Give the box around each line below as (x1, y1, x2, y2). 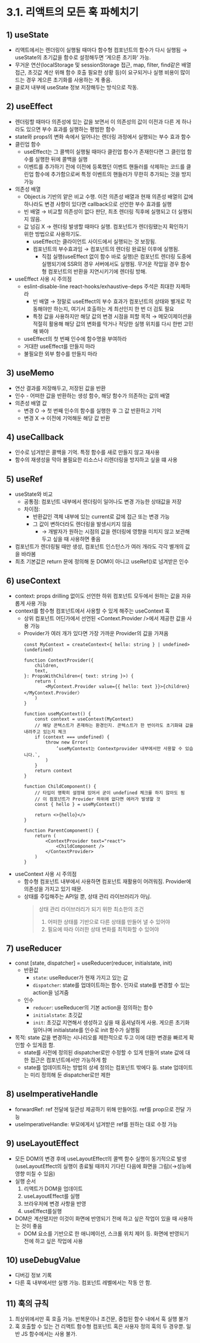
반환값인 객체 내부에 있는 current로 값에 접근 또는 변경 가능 (32, 513, 170, 520)
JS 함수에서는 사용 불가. (21, 1330, 78, 1338)
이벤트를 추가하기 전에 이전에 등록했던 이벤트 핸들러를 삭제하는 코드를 (23, 163, 185, 170)
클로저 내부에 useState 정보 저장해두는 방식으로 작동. (14, 84, 139, 90)
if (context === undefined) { (35, 734, 110, 740)
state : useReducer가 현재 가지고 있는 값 (32, 974, 128, 981)
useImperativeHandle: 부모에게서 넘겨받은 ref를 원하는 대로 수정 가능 (14, 1120, 178, 1127)
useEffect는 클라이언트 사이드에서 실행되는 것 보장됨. (32, 238, 157, 245)
